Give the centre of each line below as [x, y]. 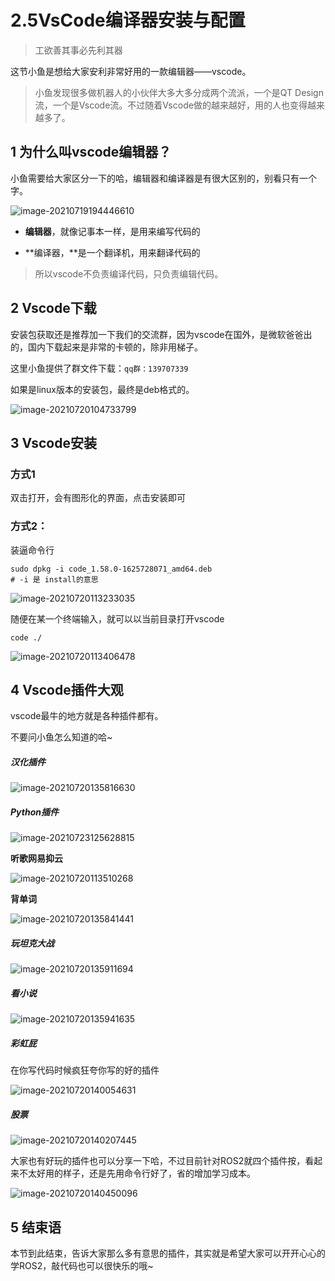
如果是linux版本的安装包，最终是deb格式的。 [102, 389]
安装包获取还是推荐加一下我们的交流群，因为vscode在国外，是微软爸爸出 [161, 334]
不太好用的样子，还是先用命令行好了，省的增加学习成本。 [137, 1173]
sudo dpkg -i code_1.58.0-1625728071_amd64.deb [111, 569]
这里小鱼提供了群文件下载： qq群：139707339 [99, 368]
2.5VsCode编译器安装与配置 [128, 20]
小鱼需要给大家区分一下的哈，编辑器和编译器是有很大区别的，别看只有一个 [163, 178]
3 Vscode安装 [53, 442]
